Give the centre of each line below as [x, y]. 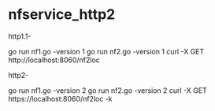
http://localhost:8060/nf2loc [54, 60]
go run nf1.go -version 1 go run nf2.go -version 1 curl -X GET [106, 51]
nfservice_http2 [62, 15]
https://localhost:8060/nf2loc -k [60, 98]
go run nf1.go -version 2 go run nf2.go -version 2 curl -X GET [107, 90]
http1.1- [20, 36]
